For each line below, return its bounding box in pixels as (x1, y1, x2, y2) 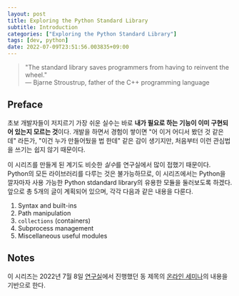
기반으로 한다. (7, 280, 46, 289)
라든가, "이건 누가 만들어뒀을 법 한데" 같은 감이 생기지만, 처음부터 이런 (17, 136, 212, 144)
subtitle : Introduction (7, 23, 78, 31)
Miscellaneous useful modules (17, 231, 108, 240)
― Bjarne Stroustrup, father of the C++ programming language (24, 78, 210, 86)
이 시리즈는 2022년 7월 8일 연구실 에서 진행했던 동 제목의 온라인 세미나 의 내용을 (7, 272, 228, 280)
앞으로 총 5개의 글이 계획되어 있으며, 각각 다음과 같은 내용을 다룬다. (7, 186, 194, 196)
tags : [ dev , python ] (7, 37, 69, 44)
